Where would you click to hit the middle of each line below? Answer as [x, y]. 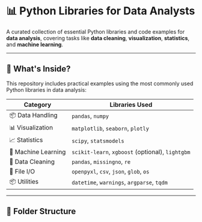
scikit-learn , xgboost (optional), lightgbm [131, 152]
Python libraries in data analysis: [47, 89]
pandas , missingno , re [101, 161]
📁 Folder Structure [41, 211]
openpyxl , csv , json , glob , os [111, 171]
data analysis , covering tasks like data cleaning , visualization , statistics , [98, 38]
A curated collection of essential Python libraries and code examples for [96, 31]
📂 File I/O [22, 171]
